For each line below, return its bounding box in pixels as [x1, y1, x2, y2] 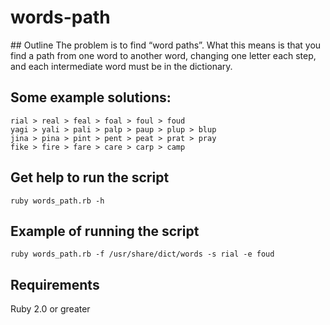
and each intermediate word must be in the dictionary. [10, 60, 233, 72]
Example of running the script [10, 222, 200, 240]
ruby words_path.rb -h [10, 196, 105, 206]
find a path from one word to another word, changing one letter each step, [10, 49, 317, 61]
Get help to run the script [10, 169, 170, 186]
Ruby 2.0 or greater [10, 303, 91, 315]
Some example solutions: [10, 89, 172, 106]
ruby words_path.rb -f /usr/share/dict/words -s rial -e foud [10, 249, 275, 260]
